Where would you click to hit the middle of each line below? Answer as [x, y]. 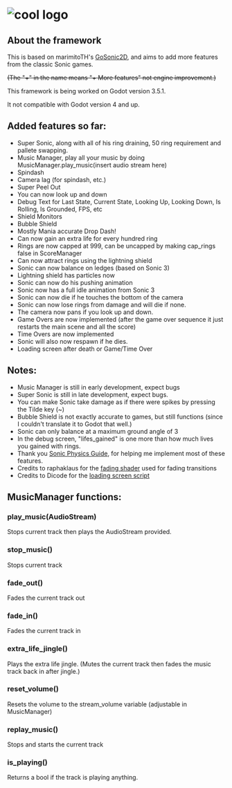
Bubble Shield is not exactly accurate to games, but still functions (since [120, 416]
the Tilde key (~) [41, 409]
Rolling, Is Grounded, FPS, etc [60, 209]
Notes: [22, 370]
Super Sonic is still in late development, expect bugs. [92, 394]
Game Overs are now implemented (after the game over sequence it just [120, 319]
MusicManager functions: [64, 497]
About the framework [54, 40]
